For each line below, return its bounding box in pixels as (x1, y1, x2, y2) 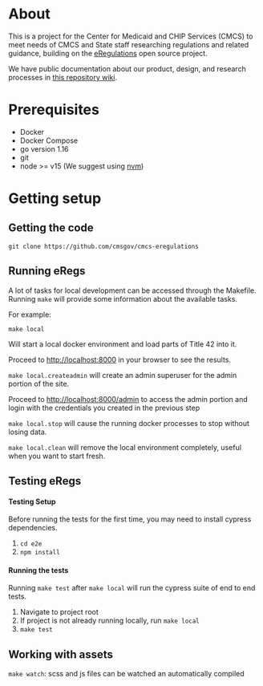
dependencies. (8, 523, 58, 533)
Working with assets (8, 647, 114, 661)
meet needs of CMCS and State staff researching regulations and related (8, 39, 249, 49)
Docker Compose (19, 136, 79, 145)
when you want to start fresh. (8, 451, 106, 461)
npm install (19, 549, 60, 557)
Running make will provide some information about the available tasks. (8, 294, 238, 303)
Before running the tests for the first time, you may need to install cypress (8, 514, 252, 524)
